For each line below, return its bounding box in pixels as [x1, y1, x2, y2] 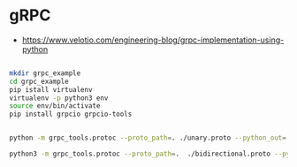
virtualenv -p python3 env [9, 94, 109, 102]
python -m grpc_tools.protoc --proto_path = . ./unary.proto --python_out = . [9, 133, 291, 142]
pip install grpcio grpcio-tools [9, 110, 133, 119]
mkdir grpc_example [9, 68, 81, 78]
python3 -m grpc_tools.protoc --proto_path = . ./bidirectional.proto [9, 149, 271, 159]
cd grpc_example [9, 77, 69, 86]
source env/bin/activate [9, 102, 101, 110]
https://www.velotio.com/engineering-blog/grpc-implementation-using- [21, 34, 285, 45]
